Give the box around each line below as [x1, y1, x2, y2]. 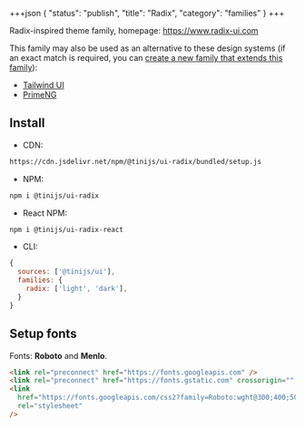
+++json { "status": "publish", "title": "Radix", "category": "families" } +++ [9, 8, 285, 18]
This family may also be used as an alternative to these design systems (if [9, 43, 286, 53]
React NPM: [22, 208, 68, 218]
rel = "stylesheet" [17, 402, 84, 411]
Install [9, 115, 45, 131]
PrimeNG [22, 90, 57, 100]
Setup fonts [9, 326, 77, 342]
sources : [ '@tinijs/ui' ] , [17, 267, 116, 277]
